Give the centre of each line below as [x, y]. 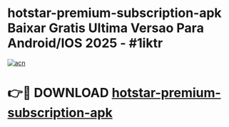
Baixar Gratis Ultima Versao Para [106, 28]
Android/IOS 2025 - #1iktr [85, 43]
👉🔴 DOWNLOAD [58, 93]
